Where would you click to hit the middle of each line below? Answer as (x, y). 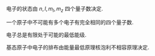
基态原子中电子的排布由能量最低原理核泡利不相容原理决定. (78, 47)
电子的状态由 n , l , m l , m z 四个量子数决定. (55, 9)
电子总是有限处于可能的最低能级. (46, 35)
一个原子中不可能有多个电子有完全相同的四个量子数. (70, 22)
